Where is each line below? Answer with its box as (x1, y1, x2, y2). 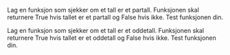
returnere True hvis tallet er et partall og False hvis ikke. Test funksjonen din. (7, 13, 224, 21)
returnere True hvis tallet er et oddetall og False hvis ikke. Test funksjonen (7, 34, 216, 42)
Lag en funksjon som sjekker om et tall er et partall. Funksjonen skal (7, 6, 199, 14)
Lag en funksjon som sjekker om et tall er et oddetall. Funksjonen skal (7, 27, 205, 34)
